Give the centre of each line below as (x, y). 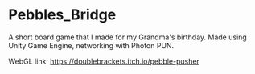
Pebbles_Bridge (62, 15)
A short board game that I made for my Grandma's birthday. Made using (127, 37)
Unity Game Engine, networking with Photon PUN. (91, 45)
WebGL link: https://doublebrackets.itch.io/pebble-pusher (104, 61)
